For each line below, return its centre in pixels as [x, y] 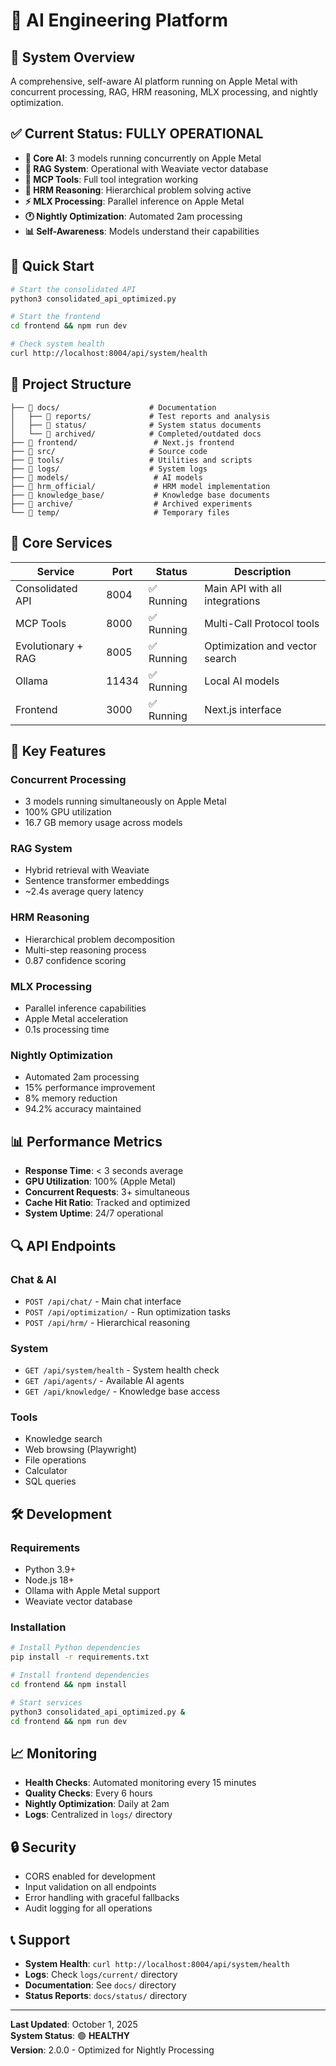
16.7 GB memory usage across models [103, 823]
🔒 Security [43, 1847]
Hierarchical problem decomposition [100, 939]
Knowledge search [63, 1439]
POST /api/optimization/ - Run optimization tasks [127, 1311]
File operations [55, 1460]
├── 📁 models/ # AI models [106, 477]
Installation [38, 1627]
